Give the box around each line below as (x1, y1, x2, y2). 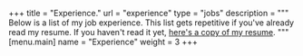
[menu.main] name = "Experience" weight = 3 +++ (8, 36, 199, 47)
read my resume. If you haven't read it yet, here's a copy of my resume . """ (8, 27, 289, 37)
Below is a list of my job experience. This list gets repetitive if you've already (8, 17, 295, 28)
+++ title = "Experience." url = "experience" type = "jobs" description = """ (8, 8, 289, 18)
